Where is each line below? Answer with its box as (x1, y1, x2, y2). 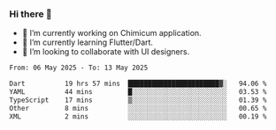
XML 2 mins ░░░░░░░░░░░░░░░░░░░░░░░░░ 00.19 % (9, 112, 267, 121)
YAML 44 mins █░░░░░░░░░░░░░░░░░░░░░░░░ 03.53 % (9, 88, 267, 97)
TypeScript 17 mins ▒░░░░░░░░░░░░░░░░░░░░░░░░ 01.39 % (9, 96, 267, 105)
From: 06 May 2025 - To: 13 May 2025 (9, 63, 149, 73)
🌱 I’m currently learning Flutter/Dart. (21, 37, 153, 47)
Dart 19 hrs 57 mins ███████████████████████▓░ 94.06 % (9, 79, 267, 89)
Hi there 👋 (9, 8, 53, 20)
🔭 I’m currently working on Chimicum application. (21, 28, 202, 39)
